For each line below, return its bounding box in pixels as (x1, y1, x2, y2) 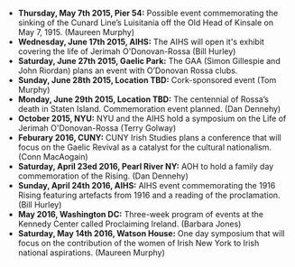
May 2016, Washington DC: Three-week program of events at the (17, 209, 264, 219)
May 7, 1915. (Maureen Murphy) (17, 27, 135, 37)
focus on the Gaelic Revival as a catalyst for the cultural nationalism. (17, 142, 272, 152)
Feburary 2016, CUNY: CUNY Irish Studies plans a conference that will (17, 133, 281, 143)
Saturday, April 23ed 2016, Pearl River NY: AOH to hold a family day (17, 161, 274, 171)
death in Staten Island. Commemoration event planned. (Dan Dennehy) (17, 104, 281, 114)
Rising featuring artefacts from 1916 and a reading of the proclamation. (17, 189, 281, 200)
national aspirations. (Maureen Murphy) (17, 247, 165, 258)
